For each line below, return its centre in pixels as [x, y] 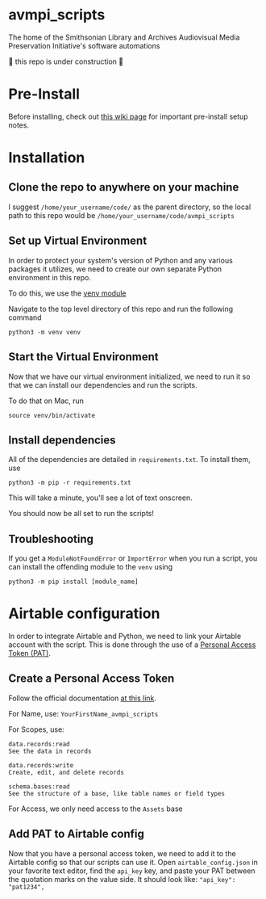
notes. [19, 125]
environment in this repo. [50, 277]
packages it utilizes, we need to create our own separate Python [115, 269]
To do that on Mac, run [46, 401]
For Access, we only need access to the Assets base [96, 809]
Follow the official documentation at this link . [83, 698]
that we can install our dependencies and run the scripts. [103, 384]
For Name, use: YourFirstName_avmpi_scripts [83, 713]
